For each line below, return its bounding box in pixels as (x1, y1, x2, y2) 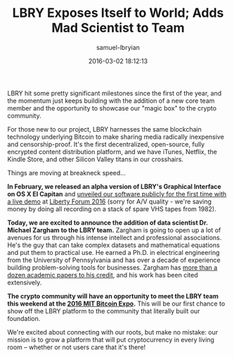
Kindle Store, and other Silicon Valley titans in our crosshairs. (7, 155, 184, 163)
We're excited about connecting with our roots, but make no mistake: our (7, 327, 219, 336)
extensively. (7, 278, 42, 287)
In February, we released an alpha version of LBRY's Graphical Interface (7, 182, 221, 191)
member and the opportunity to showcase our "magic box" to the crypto (7, 104, 216, 112)
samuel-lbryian (96, 43, 141, 51)
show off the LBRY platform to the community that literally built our (7, 306, 200, 315)
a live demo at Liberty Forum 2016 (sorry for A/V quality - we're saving (7, 197, 212, 206)
